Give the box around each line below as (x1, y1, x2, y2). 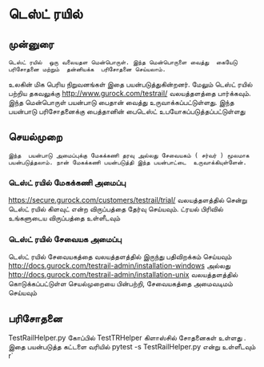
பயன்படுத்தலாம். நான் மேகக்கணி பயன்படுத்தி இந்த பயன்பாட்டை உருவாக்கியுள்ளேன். (8, 158, 247, 167)
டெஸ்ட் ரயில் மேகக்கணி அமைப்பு (8, 177, 126, 188)
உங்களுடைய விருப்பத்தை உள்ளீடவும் (8, 213, 121, 223)
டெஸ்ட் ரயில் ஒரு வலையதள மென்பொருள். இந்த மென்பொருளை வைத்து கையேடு (8, 58, 238, 67)
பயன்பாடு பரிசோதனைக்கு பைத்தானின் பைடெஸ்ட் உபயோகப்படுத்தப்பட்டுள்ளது (8, 107, 246, 116)
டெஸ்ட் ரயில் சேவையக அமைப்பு (8, 234, 122, 245)
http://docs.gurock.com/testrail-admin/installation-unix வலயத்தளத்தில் (8, 270, 238, 280)
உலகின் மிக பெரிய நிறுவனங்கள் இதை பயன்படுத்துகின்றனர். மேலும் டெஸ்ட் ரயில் (8, 79, 253, 89)
